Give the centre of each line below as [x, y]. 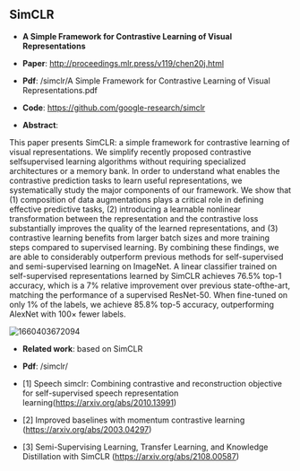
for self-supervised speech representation [100, 393]
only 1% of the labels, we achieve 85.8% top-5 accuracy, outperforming [142, 304]
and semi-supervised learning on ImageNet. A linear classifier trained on [143, 266]
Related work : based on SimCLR [82, 348]
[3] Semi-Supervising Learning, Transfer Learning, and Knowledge [145, 447]
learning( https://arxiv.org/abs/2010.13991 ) [99, 402]
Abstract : [40, 125]
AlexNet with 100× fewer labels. [68, 314]
